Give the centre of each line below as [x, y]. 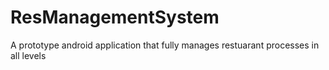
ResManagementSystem [115, 17]
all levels [28, 55]
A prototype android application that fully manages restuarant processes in [165, 45]
